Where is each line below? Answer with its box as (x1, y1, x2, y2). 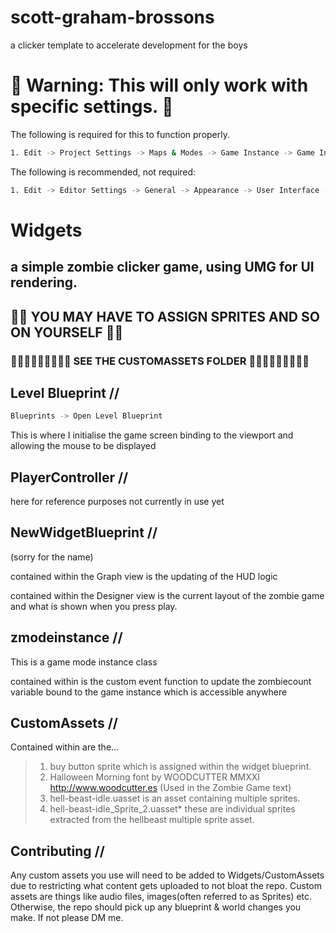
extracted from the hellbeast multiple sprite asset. (49, 814, 255, 826)
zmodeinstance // (10, 629, 123, 646)
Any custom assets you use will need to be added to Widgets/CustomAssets (10, 869, 325, 881)
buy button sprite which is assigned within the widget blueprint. (49, 761, 312, 773)
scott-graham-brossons (10, 6, 215, 29)
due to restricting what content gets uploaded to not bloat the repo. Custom (10, 880, 322, 892)
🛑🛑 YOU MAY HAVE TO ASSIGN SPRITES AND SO (10, 308, 320, 325)
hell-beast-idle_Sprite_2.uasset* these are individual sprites (49, 803, 296, 815)
